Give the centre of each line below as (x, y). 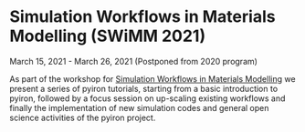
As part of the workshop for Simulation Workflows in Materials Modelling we (152, 78)
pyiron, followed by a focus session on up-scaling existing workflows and (147, 98)
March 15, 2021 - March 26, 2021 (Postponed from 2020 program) (134, 61)
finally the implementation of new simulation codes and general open (139, 107)
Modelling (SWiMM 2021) (108, 36)
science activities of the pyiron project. (83, 117)
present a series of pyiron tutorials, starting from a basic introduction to (144, 88)
